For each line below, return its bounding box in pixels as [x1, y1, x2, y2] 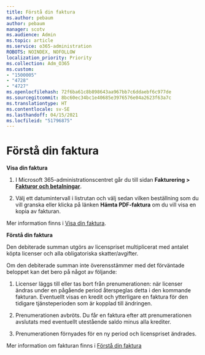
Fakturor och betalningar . [15, 182, 82, 190]
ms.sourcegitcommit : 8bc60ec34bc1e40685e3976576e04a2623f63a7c [6, 95, 172, 101]
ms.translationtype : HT [6, 100, 68, 106]
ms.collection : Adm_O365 [6, 60, 70, 66]
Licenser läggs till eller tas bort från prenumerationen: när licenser [15, 280, 183, 287]
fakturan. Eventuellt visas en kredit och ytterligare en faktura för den [15, 293, 188, 301]
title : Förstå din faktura [6, 9, 75, 15]
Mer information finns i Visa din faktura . [6, 219, 106, 227]
